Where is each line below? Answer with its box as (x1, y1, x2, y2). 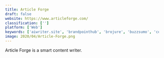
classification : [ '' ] (5, 20, 49, 26)
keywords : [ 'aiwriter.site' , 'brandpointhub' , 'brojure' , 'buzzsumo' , (5, 29, 152, 34)
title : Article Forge (5, 7, 49, 12)
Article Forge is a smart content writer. (5, 47, 82, 53)
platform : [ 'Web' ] (5, 25, 42, 30)
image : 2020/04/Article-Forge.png (5, 34, 76, 39)
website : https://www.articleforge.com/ (5, 16, 89, 21)
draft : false (5, 12, 32, 16)
